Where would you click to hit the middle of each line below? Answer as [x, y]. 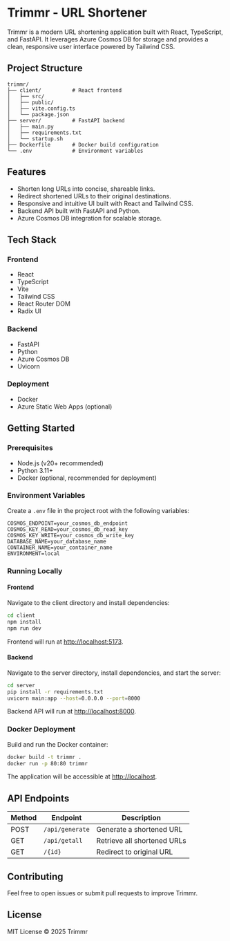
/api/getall [63, 841]
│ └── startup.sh [35, 139]
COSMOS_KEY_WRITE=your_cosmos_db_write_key [71, 535]
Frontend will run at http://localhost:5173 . [65, 642]
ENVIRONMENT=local [33, 553]
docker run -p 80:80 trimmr [48, 763]
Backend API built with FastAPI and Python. [79, 211]
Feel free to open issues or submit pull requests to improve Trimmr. [103, 893]
